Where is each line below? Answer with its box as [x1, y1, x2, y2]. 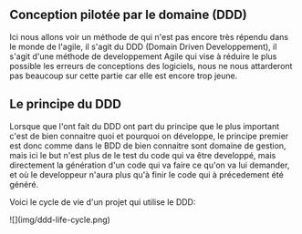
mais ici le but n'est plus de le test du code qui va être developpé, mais [9, 149, 276, 160]
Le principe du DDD [9, 97, 121, 112]
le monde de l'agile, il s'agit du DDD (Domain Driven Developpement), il [9, 41, 277, 52]
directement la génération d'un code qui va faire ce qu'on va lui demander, [9, 159, 290, 170]
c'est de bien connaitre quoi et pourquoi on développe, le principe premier [9, 130, 289, 141]
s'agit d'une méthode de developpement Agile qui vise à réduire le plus [9, 50, 277, 62]
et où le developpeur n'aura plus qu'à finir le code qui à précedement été [9, 168, 285, 180]
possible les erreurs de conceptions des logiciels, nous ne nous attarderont [9, 60, 293, 71]
